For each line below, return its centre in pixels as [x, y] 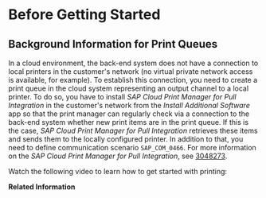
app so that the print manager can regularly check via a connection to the [129, 114]
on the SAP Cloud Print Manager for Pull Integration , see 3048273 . [118, 156]
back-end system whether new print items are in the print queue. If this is [129, 122]
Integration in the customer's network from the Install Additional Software [129, 105]
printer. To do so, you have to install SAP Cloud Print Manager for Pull [122, 97]
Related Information [42, 187]
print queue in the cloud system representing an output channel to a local [129, 88]
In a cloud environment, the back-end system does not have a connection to [133, 63]
